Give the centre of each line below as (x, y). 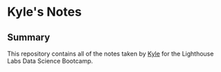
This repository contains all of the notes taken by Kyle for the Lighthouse (110, 53)
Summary (29, 37)
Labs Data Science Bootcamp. (50, 61)
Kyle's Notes (45, 12)
